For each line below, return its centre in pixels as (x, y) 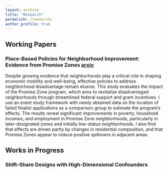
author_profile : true (28, 24)
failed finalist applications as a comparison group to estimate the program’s (83, 108)
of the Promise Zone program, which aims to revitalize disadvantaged (77, 92)
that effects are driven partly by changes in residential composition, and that (84, 129)
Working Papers (31, 44)
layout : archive (22, 10)
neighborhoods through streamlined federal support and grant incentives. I (82, 97)
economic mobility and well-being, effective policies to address (71, 81)
